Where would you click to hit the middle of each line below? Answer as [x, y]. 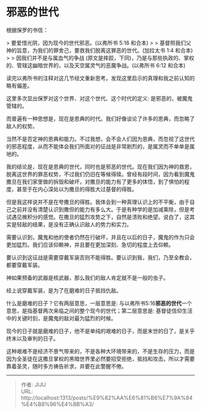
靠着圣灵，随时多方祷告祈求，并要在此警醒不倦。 [66, 366]
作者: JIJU [33, 384]
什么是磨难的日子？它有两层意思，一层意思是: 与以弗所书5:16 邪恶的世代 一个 [99, 303]
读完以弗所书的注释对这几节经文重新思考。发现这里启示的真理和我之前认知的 [100, 78]
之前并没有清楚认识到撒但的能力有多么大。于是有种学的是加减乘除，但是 [100, 209]
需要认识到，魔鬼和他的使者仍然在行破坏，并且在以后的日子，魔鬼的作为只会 [100, 237]
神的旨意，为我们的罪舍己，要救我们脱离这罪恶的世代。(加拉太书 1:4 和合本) [100, 50]
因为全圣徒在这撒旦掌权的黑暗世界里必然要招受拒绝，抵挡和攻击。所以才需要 [100, 358]
